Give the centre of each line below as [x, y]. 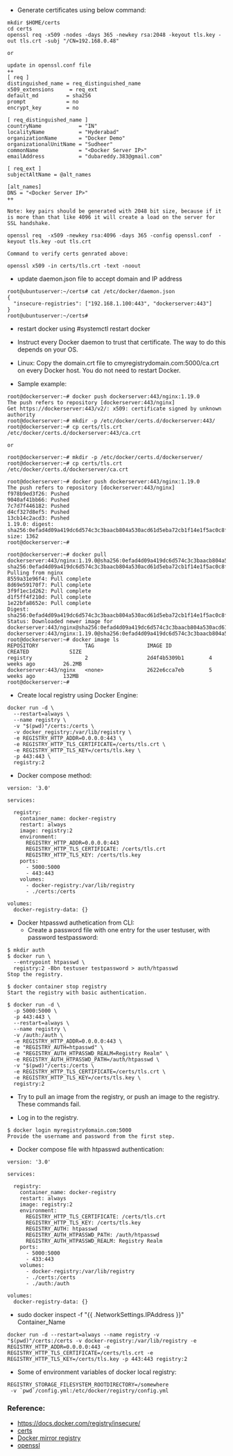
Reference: [26, 1408]
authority [21, 415]
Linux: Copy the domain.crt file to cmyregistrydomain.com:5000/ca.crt [118, 363]
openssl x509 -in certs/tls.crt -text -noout [74, 266]
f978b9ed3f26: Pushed [38, 494]
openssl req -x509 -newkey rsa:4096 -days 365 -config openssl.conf [110, 235]
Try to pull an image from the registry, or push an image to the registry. [118, 1097]
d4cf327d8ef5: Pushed [38, 512]
